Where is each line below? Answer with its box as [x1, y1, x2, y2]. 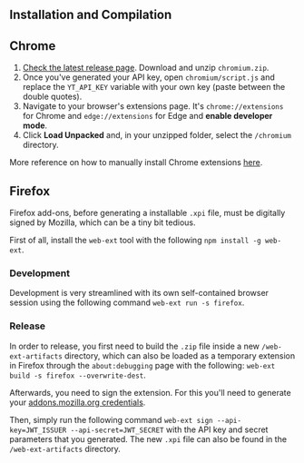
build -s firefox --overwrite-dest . [9, 369, 147, 380]
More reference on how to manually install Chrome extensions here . [9, 157, 263, 168]
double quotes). [22, 91, 83, 103]
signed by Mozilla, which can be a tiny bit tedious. [9, 217, 196, 228]
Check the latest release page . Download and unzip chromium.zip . [22, 63, 270, 74]
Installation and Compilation [9, 7, 172, 23]
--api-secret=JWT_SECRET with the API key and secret [70, 424, 269, 435]
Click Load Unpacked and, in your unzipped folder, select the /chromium [22, 130, 292, 141]
